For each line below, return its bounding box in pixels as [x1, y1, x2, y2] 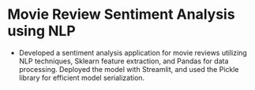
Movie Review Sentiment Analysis [7, 5, 235, 23]
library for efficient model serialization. [18, 73, 145, 82]
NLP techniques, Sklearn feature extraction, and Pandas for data [18, 56, 229, 66]
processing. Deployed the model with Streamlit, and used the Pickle [18, 64, 239, 74]
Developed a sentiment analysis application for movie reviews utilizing [18, 48, 248, 57]
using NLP [7, 22, 76, 40]
